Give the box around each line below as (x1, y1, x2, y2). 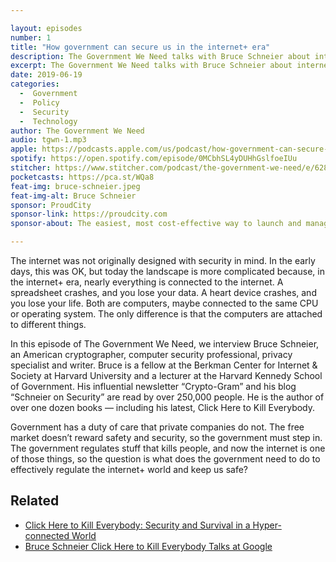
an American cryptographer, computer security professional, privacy (10, 349, 293, 360)
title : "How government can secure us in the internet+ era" (10, 42, 271, 52)
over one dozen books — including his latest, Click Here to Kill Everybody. (10, 402, 316, 413)
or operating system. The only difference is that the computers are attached (10, 308, 323, 320)
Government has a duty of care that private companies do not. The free (10, 421, 305, 433)
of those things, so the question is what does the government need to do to (10, 453, 321, 465)
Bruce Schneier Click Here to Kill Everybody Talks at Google (24, 540, 273, 552)
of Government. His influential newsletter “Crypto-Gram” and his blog (10, 381, 297, 392)
